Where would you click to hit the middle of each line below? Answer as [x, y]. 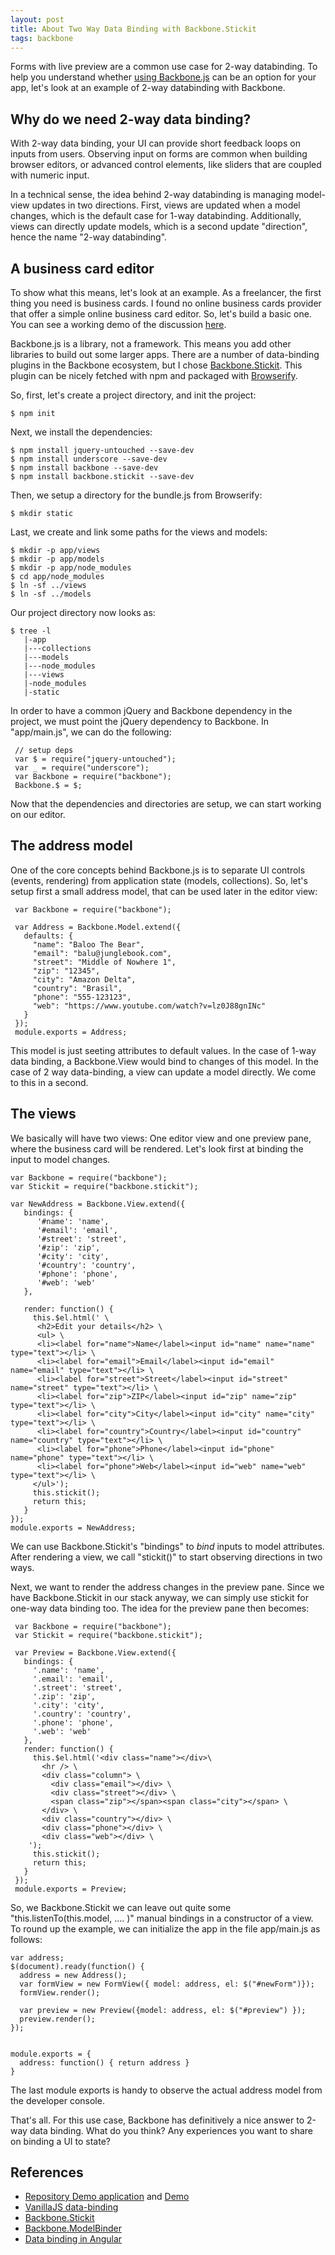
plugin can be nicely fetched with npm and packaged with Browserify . [154, 375]
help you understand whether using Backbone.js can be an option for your [163, 77]
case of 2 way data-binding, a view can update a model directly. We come [163, 1072]
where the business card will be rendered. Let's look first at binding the [157, 1148]
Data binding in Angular [73, 2239]
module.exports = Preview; [71, 1889]
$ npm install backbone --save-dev [84, 468]
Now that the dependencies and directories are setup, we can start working [166, 804]
